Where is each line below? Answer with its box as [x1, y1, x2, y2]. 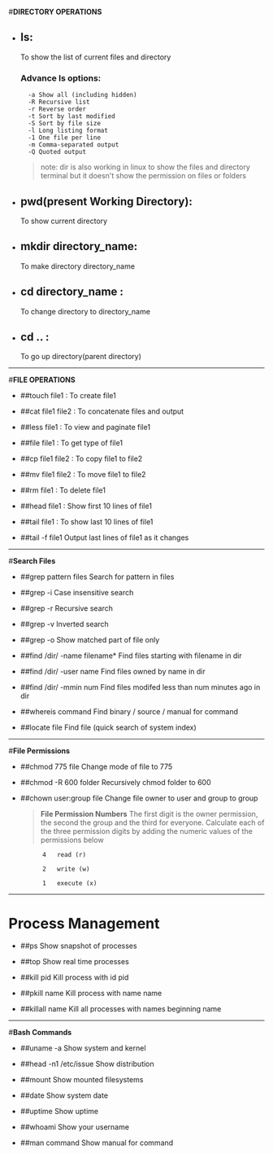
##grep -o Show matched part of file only [19, 635, 160, 645]
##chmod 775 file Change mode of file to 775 [19, 761, 173, 772]
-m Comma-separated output [28, 141, 119, 149]
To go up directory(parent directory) [19, 352, 142, 362]
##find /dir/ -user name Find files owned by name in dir [19, 667, 206, 677]
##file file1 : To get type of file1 [19, 438, 123, 448]
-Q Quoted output [28, 148, 87, 156]
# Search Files [8, 556, 56, 566]
